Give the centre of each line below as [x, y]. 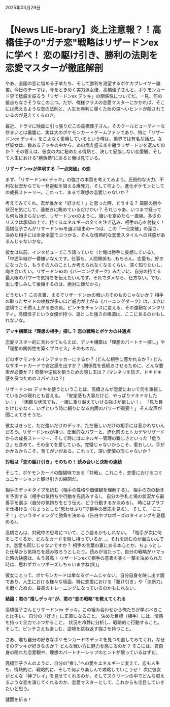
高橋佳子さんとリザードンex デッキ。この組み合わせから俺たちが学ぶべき [82, 609]
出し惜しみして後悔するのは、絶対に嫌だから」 [54, 284]
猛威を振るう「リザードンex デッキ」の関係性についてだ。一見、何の [90, 96]
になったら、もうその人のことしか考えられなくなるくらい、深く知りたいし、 [85, 265]
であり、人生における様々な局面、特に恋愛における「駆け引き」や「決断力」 [85, 581]
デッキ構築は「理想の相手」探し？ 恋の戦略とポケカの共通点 [68, 331]
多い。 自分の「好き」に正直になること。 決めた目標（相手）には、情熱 [89, 616]
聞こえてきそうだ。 [25, 414]
